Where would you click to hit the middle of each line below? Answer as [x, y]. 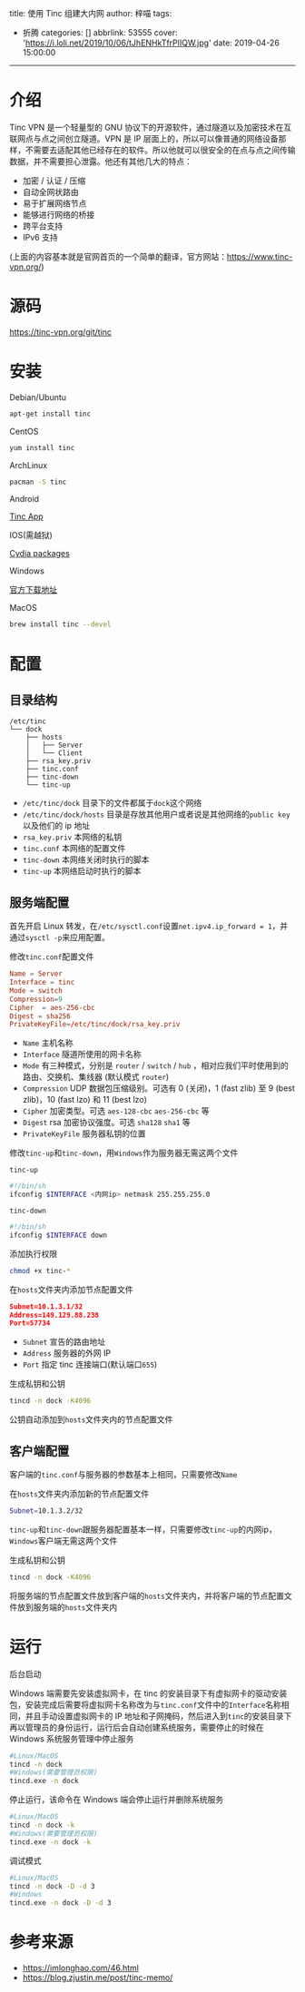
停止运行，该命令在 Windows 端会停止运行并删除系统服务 [117, 1800]
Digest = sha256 [40, 1016]
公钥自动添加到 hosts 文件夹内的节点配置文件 [91, 1419]
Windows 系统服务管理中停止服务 [72, 1738]
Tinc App [26, 516]
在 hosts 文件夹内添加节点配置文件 [71, 1289]
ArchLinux [29, 465]
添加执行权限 [33, 1253]
